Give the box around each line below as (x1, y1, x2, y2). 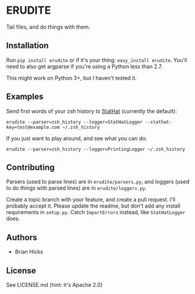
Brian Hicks (14, 248, 44, 255)
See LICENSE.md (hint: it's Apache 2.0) (6, 281, 103, 288)
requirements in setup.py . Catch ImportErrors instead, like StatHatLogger (6, 209, 186, 216)
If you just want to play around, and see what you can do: (6, 135, 147, 142)
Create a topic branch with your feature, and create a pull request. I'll (6, 196, 176, 203)
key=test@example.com (6, 124, 60, 130)
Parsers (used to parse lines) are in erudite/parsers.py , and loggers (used (6, 178, 190, 185)
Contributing (6, 162, 55, 172)
